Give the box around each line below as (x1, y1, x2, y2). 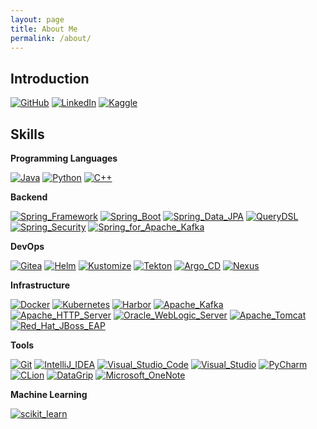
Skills (10, 126, 45, 143)
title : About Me (10, 24, 78, 34)
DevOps (10, 241, 45, 252)
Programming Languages (10, 152, 118, 164)
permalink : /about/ (10, 33, 92, 43)
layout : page (10, 14, 65, 25)
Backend (10, 191, 48, 203)
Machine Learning (10, 389, 88, 400)
